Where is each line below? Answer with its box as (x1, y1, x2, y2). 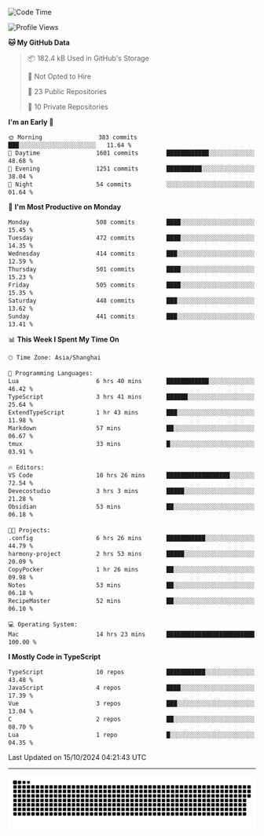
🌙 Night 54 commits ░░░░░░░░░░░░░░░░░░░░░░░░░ (8, 181, 255, 188)
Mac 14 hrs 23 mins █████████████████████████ (8, 630, 255, 638)
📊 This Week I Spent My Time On (8, 334, 119, 344)
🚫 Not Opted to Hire (27, 71, 92, 81)
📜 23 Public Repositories (27, 87, 108, 96)
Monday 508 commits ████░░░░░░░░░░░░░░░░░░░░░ (8, 218, 255, 226)
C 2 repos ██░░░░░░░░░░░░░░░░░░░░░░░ (8, 715, 255, 723)
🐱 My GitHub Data (8, 38, 71, 47)
